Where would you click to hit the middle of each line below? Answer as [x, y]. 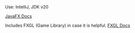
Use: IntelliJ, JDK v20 [27, 7]
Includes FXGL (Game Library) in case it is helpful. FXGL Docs [68, 25]
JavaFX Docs [18, 16]
